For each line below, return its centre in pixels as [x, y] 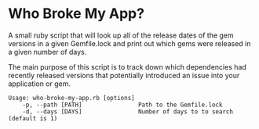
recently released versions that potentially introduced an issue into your [124, 75]
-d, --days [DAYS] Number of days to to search [128, 111]
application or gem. [40, 84]
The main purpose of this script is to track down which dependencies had [128, 66]
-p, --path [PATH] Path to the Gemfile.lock [122, 105]
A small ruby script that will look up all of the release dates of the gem [121, 35]
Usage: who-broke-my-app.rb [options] [71, 98]
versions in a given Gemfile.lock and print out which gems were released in [129, 43]
